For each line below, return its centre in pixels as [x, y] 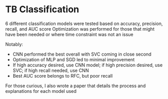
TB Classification [42, 9]
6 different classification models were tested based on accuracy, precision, [84, 23]
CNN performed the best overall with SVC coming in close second [82, 54]
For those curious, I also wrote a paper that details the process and [76, 86]
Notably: [14, 44]
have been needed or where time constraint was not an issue [69, 34]
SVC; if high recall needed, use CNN [51, 70]
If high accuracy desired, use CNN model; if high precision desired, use [88, 65]
